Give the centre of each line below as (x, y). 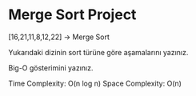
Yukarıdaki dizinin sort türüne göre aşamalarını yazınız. (98, 52)
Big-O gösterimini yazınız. (51, 68)
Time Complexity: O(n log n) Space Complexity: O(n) (95, 83)
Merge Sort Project (72, 15)
